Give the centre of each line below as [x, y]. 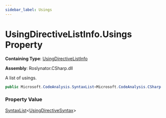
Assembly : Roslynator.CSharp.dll [39, 68]
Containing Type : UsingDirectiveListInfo [46, 59]
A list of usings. [21, 78]
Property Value [24, 100]
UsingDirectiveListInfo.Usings [69, 34]
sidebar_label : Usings [29, 10]
